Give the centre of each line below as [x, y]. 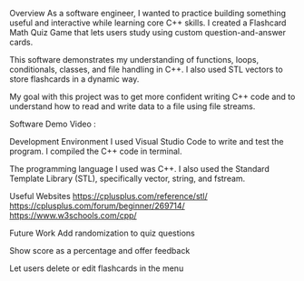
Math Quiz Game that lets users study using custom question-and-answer [148, 32]
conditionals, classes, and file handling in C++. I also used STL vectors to [146, 69]
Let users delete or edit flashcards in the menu [97, 268]
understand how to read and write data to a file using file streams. [132, 106]
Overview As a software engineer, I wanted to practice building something [148, 13]
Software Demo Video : [53, 124]
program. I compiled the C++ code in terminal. [96, 151]
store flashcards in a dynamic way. [74, 79]
